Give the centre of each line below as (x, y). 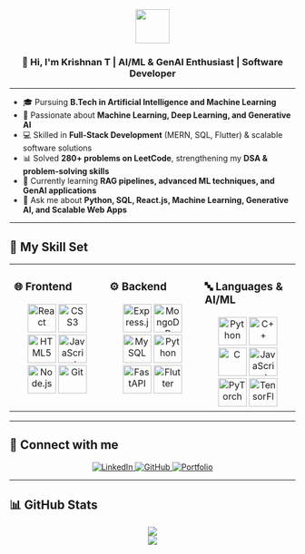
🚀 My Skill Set (49, 247)
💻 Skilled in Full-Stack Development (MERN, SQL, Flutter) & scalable (152, 135)
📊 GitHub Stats (54, 505)
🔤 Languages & (244, 287)
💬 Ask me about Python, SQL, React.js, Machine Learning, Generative (155, 200)
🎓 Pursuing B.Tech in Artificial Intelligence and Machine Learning (149, 102)
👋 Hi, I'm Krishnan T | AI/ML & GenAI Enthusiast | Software (152, 62)
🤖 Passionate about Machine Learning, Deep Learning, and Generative (157, 115)
